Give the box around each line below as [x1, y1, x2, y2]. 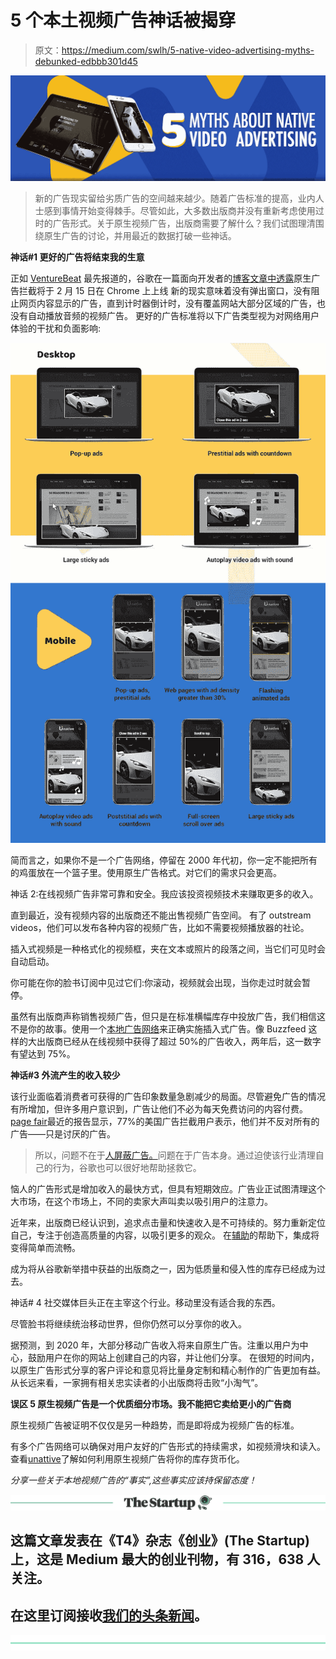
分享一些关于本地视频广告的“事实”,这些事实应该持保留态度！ [10, 1474, 258, 1486]
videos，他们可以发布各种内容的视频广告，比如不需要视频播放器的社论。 [10, 921, 310, 933]
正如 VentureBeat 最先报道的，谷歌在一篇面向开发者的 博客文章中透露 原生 [10, 272, 312, 284]
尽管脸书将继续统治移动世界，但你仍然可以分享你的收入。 [10, 1317, 247, 1330]
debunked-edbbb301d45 [34, 55, 138, 67]
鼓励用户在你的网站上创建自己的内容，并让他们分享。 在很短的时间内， [27, 1351, 320, 1363]
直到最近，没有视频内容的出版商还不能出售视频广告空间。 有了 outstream [10, 909, 312, 921]
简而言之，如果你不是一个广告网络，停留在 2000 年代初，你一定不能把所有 [10, 854, 318, 866]
